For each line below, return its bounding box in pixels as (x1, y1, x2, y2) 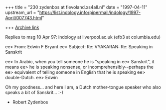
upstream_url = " (5, 9, 40, 15)
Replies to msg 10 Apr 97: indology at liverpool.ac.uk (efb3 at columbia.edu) (5, 34, 161, 40)
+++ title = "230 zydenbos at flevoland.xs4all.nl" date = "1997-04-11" (5, 4, 148, 10)
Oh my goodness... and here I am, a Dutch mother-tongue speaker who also (5, 84, 161, 90)
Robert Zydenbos (12, 99, 48, 105)
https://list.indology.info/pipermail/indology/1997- (39, 9, 141, 15)
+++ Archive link (5, 24, 39, 30)
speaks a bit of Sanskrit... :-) (5, 90, 64, 95)
